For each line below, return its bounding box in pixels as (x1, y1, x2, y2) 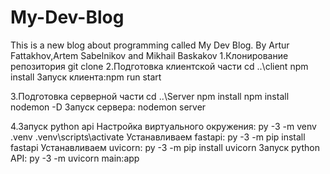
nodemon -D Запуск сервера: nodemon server (10, 101, 207, 113)
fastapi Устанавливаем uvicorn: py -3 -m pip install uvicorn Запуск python (10, 141, 320, 153)
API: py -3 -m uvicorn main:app (10, 152, 140, 164)
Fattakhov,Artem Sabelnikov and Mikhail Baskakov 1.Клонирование (10, 49, 289, 61)
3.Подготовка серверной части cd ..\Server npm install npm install (10, 90, 290, 102)
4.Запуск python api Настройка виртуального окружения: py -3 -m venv (10, 120, 317, 132)
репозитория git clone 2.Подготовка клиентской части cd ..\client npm (10, 60, 309, 72)
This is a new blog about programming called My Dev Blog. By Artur (10, 39, 290, 51)
